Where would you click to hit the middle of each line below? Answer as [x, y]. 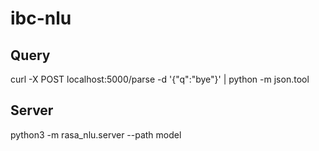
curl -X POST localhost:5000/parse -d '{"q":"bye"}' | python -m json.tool [160, 79]
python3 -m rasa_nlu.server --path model [96, 134]
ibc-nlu [41, 18]
